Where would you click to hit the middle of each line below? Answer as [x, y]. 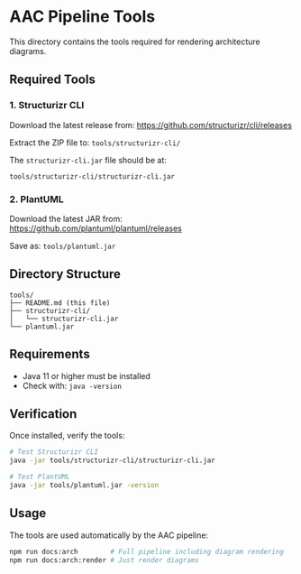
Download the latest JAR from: [66, 218]
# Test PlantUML [40, 477]
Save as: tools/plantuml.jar [63, 245]
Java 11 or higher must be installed [87, 375]
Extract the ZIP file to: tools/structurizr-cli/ [95, 143]
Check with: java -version [72, 385]
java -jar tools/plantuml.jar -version [84, 485]
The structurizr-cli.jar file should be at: [88, 160]
